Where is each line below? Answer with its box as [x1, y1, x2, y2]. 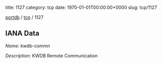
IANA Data [5, 29, 39, 38]
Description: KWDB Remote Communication [5, 52, 98, 58]
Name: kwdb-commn [5, 43, 50, 49]
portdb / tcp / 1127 [5, 14, 44, 20]
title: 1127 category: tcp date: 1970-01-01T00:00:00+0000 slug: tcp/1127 [5, 5, 157, 10]
